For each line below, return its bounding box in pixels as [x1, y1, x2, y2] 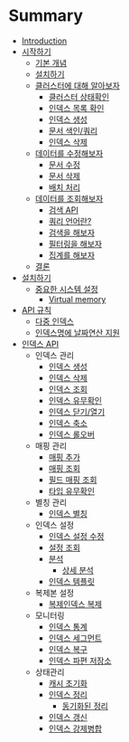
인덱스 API [21, 338, 60, 349]
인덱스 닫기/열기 [48, 406, 106, 417]
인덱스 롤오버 [48, 429, 96, 440]
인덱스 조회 [48, 384, 88, 395]
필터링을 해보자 [48, 238, 103, 249]
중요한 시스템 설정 [34, 283, 98, 294]
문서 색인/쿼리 [48, 125, 98, 136]
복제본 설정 [34, 587, 74, 598]
